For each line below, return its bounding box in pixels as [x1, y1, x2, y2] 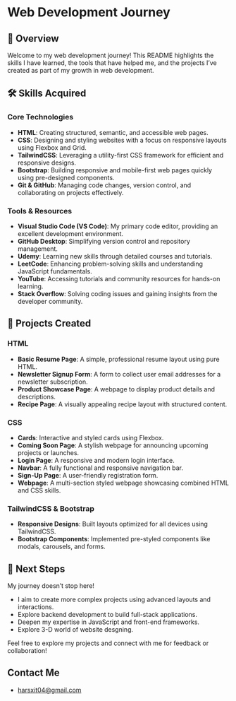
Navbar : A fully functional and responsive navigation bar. [17, 464, 183, 472]
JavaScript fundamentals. [17, 266, 93, 276]
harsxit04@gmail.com [17, 685, 82, 694]
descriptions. [17, 392, 56, 401]
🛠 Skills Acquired [7, 88, 87, 100]
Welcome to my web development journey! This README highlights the [7, 51, 214, 59]
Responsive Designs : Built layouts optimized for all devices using [17, 520, 208, 529]
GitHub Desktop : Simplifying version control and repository [17, 237, 190, 245]
